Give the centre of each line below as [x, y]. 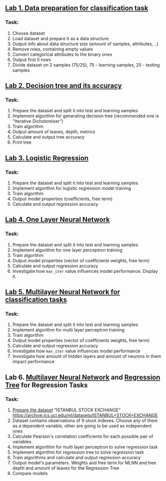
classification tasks [36, 300]
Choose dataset [29, 33]
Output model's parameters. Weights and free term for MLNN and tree [84, 463]
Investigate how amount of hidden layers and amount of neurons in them [87, 356]
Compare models [30, 474]
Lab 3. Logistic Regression [47, 158]
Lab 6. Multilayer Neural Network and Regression [83, 377]
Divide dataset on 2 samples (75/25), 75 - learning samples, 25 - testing [86, 65]
